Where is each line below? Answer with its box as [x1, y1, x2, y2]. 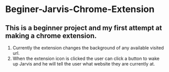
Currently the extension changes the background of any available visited [12, 45, 164, 51]
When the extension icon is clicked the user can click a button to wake [12, 55, 160, 61]
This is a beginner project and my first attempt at [5, 24, 162, 32]
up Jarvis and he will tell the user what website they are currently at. [12, 61, 155, 66]
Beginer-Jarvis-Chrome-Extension [5, 4, 155, 15]
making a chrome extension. [5, 31, 97, 40]
